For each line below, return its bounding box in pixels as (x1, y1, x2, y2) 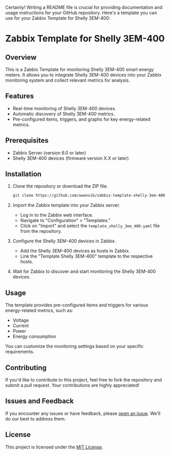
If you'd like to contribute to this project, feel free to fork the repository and (5, 376, 162, 382)
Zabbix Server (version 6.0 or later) (12, 150, 86, 156)
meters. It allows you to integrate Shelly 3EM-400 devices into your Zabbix (5, 72, 162, 78)
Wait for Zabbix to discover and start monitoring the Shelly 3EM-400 (12, 268, 156, 274)
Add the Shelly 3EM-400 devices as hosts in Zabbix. (20, 248, 130, 254)
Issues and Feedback (5, 397, 74, 405)
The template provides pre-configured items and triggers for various (5, 302, 149, 308)
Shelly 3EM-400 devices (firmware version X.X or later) (12, 155, 129, 161)
